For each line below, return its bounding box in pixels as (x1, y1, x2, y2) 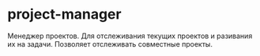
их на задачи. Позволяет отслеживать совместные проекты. (7, 39, 213, 48)
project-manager (7, 5, 122, 23)
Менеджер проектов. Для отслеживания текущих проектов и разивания (7, 31, 253, 40)
